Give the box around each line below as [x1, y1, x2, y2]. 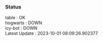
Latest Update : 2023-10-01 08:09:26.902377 [5, 31, 98, 37]
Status [5, 3, 21, 10]
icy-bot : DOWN [5, 25, 38, 31]
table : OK [5, 15, 26, 21]
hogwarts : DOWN [5, 20, 42, 26]
